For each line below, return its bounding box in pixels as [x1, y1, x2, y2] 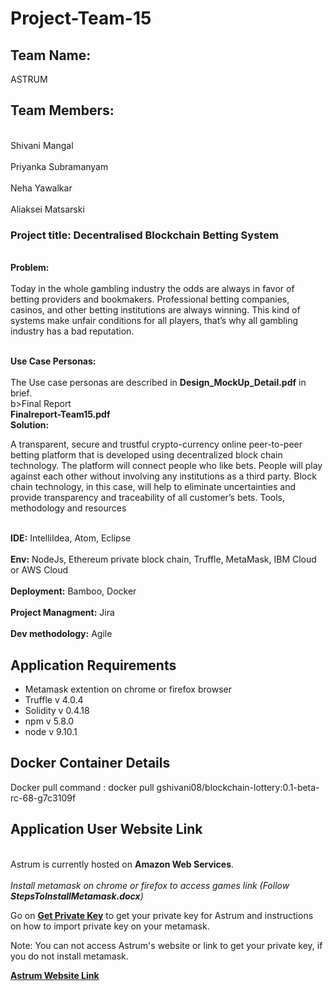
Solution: [10, 419, 50, 431]
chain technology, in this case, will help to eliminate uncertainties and [10, 481, 297, 493]
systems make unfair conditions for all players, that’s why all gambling [10, 315, 299, 327]
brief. [10, 387, 32, 399]
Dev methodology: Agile [10, 628, 113, 640]
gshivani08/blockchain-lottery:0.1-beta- [156, 781, 320, 793]
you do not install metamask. [10, 950, 129, 962]
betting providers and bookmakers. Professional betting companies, [10, 293, 290, 306]
